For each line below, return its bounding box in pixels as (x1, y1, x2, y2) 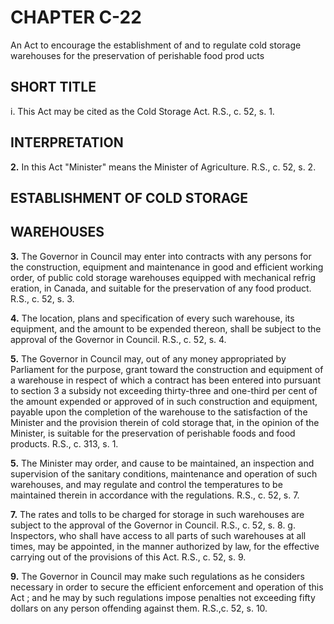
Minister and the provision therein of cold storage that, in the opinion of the (10, 416, 320, 428)
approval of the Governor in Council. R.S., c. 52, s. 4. (10, 333, 227, 345)
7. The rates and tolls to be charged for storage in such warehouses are (10, 508, 305, 520)
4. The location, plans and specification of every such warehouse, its (10, 312, 295, 324)
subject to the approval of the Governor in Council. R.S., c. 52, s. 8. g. (10, 519, 296, 531)
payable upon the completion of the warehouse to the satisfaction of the (10, 406, 308, 418)
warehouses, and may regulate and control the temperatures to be (10, 478, 283, 490)
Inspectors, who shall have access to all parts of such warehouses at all (10, 529, 307, 541)
